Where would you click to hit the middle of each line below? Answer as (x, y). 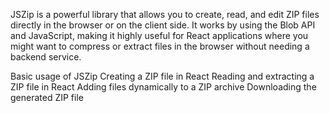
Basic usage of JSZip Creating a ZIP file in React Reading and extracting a (162, 76)
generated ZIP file (47, 97)
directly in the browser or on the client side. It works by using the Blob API (163, 25)
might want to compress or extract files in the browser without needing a (160, 46)
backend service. (46, 57)
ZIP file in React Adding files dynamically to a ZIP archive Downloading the (163, 87)
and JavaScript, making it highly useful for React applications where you (159, 35)
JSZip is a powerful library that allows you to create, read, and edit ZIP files (165, 14)
